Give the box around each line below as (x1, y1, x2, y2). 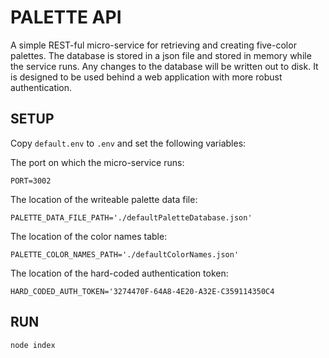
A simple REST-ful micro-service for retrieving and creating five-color (10, 39, 297, 51)
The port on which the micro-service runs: (10, 156, 185, 168)
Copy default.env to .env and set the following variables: (10, 137, 247, 149)
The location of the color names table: (10, 230, 168, 242)
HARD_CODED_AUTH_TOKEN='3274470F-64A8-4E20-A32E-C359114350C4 (10, 286, 275, 296)
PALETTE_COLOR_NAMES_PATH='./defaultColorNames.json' (10, 249, 240, 260)
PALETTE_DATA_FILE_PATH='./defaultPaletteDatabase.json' (10, 212, 253, 223)
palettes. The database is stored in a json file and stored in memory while (10, 49, 312, 61)
